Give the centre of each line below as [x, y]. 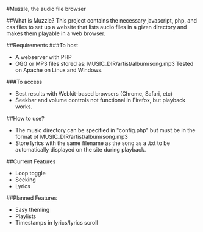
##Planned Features [32, 198]
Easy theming [32, 210]
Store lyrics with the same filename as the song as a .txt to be [93, 143]
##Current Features [31, 161]
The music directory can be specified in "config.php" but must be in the [105, 130]
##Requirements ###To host [42, 45]
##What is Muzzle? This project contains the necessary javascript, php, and [101, 20]
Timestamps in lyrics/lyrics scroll [56, 223]
